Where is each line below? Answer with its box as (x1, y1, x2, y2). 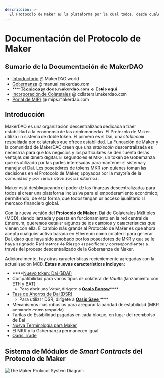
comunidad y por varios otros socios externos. (5, 176, 99, 181)
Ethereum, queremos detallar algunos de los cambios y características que (5, 221, 156, 226)
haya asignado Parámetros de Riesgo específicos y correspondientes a (5, 241, 148, 247)
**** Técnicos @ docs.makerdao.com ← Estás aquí (12, 86, 117, 92)
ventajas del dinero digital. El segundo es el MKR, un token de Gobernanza (5, 155, 155, 160)
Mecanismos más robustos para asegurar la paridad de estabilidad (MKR (12, 302, 159, 308)
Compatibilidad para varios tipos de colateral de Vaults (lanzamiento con (12, 276, 159, 282)
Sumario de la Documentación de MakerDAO (5, 63, 143, 71)
